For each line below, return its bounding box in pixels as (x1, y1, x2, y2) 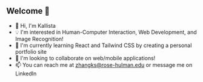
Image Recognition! (15, 35, 64, 42)
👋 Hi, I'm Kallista (15, 22, 56, 29)
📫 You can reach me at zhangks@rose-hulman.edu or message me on (15, 61, 193, 68)
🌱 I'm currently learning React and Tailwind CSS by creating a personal (15, 42, 192, 49)
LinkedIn (15, 70, 37, 77)
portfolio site (15, 48, 47, 55)
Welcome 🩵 (6, 6, 50, 16)
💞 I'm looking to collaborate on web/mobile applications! (15, 54, 156, 61)
